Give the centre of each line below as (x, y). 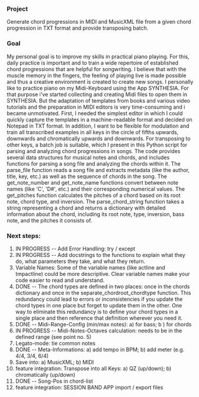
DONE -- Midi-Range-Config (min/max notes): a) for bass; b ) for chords (103, 324)
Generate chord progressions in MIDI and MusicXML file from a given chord (99, 22)
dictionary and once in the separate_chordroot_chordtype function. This (103, 293)
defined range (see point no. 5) (53, 336)
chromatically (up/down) (45, 374)
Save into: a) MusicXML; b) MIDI (54, 362)
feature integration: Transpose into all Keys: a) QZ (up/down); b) (93, 368)
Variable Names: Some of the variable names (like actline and (90, 267)
